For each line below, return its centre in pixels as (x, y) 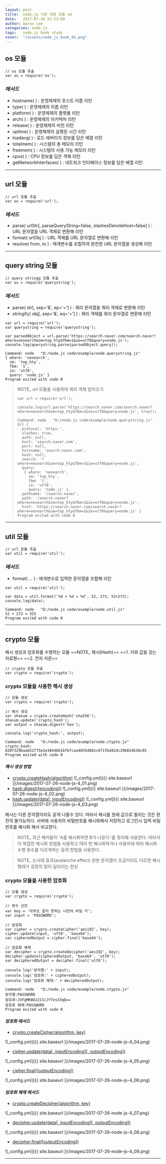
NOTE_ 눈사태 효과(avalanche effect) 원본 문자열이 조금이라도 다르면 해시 (89, 860)
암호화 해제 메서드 (22, 1092)
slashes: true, (38, 434)
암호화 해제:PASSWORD (25, 1005)
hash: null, (34, 455)
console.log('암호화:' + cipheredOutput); (48, 975)
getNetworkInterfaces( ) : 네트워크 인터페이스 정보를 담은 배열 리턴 (78, 162)
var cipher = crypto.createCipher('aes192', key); (58, 929)
